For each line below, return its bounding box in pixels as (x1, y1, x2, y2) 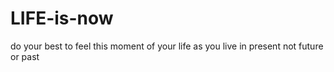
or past (10, 50, 40, 62)
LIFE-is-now (10, 7, 114, 30)
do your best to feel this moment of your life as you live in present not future (10, 40, 324, 52)
